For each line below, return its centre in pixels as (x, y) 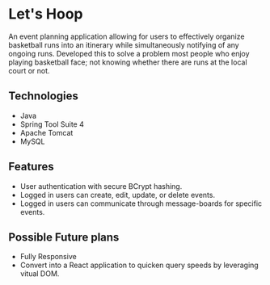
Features (31, 167)
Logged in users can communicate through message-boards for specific (141, 203)
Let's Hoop (46, 14)
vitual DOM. (40, 274)
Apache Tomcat (46, 132)
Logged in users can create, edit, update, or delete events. (118, 195)
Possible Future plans (64, 237)
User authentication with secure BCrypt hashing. (101, 186)
